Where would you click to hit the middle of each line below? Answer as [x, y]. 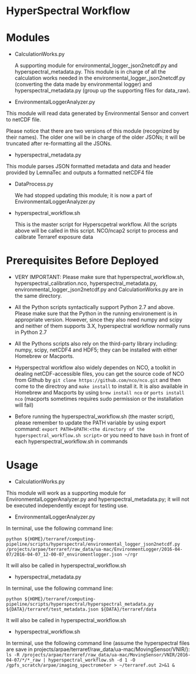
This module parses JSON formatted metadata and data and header [88, 167]
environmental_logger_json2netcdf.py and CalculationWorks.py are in [99, 290]
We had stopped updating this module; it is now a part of [83, 195]
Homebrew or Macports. [44, 356]
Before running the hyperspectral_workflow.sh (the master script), [94, 417]
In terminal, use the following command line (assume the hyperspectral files [98, 643]
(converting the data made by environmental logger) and [83, 84]
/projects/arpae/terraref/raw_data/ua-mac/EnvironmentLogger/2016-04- [94, 549]
